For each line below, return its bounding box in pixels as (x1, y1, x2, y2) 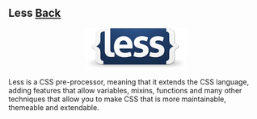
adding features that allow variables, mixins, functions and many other (8, 85, 242, 95)
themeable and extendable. (8, 102, 99, 112)
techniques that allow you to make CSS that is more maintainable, (8, 94, 226, 104)
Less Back (8, 6, 61, 20)
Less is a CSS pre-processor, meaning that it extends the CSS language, (8, 76, 250, 87)
